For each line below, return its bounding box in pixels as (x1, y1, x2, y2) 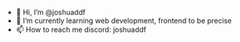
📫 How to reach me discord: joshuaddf (15, 25, 147, 34)
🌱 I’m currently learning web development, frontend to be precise (15, 16, 232, 25)
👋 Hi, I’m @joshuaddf (15, 8, 86, 17)
